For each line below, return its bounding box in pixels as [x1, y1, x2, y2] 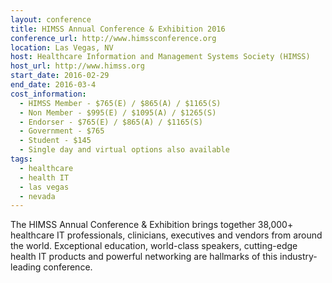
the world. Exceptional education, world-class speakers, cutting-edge [10, 240, 298, 252]
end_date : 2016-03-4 [10, 80, 97, 90]
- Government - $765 [19, 126, 105, 136]
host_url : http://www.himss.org [10, 61, 145, 71]
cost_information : [10, 89, 87, 99]
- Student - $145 [19, 136, 92, 146]
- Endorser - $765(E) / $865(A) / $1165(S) [19, 117, 203, 127]
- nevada [19, 191, 56, 201]
